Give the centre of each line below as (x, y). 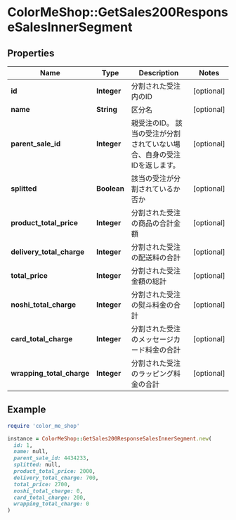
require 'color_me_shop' (44, 426)
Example (27, 410)
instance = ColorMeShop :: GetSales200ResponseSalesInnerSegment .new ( (110, 438)
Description (159, 73)
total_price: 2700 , (42, 484)
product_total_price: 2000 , (55, 471)
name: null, (31, 452)
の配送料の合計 (156, 258)
